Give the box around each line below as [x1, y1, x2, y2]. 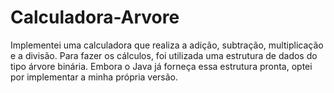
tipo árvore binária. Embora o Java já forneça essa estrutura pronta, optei [10, 60, 313, 72]
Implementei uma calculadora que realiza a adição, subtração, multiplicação [10, 39, 324, 51]
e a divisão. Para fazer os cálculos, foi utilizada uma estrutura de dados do [10, 49, 318, 61]
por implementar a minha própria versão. [10, 71, 179, 83]
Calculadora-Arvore [10, 6, 180, 29]
